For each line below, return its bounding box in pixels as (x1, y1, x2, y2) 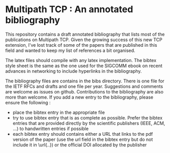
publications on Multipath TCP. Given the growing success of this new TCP (5, 37, 163, 43)
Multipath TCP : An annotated (5, 4, 133, 15)
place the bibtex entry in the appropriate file (12, 109, 105, 115)
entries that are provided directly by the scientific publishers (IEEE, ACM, (12, 120, 165, 126)
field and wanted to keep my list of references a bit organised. (5, 47, 136, 53)
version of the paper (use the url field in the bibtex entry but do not (12, 136, 153, 142)
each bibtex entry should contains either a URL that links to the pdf (12, 131, 153, 137)
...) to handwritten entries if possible (12, 126, 89, 132)
